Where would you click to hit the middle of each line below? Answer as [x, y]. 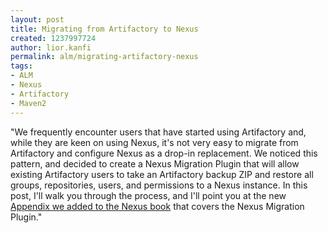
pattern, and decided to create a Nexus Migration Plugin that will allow [155, 163]
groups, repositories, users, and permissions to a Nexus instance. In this [159, 185]
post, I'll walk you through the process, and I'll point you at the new [148, 195]
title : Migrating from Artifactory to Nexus [104, 29]
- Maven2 [28, 103]
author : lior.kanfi [51, 47]
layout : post [37, 19]
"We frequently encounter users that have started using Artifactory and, [158, 132]
